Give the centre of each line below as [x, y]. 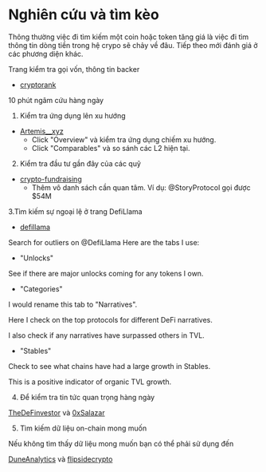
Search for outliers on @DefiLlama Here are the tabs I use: [104, 242]
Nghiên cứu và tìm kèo [84, 15]
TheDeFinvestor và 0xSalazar [57, 412]
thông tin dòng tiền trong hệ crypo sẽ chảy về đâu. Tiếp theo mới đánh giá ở [133, 45]
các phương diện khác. [46, 54]
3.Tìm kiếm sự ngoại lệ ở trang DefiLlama [75, 211]
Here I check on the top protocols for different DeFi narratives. [110, 319]
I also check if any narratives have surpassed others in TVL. [106, 335]
